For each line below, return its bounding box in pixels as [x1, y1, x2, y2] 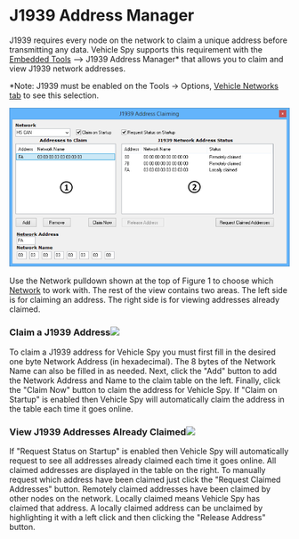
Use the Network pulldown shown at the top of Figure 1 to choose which [9, 275, 274, 286]
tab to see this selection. [9, 90, 100, 101]
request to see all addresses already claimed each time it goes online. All [9, 455, 277, 466]
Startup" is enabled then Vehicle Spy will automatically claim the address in [9, 394, 285, 404]
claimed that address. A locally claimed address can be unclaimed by [9, 502, 263, 513]
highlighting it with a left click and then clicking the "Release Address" [9, 511, 266, 522]
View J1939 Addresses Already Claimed [9, 425, 187, 437]
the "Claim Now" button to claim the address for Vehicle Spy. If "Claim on [9, 384, 278, 395]
